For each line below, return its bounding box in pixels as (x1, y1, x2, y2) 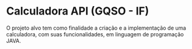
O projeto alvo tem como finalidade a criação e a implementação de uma (6, 24, 187, 31)
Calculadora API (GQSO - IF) (6, 4, 149, 18)
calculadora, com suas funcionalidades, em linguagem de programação (6, 30, 184, 38)
